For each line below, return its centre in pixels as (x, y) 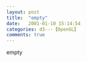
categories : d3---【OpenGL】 (43, 29)
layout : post (23, 12)
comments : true (26, 35)
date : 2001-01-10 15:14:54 (43, 23)
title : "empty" (27, 18)
